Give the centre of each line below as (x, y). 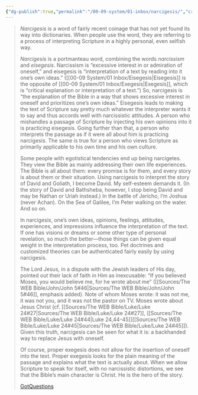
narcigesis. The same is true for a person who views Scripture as (99, 140)
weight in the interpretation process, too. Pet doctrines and (92, 245)
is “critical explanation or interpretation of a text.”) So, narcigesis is (101, 90)
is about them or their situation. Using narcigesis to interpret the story (105, 177)
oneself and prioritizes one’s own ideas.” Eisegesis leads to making (102, 103)
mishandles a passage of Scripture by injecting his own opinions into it (106, 121)
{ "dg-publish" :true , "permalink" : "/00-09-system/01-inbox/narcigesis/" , (95, 12)
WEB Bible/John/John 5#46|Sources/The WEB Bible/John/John (97, 288)
